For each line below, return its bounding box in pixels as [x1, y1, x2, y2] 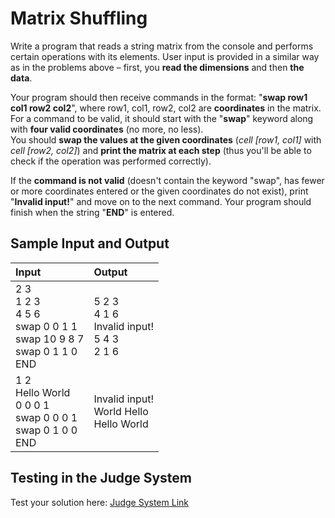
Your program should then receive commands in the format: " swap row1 [10, 91, 308, 103]
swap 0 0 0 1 [15, 410, 78, 424]
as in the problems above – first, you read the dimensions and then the [10, 61, 305, 73]
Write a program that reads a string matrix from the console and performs [10, 40, 314, 52]
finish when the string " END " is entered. [10, 206, 175, 218]
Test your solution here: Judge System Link [10, 496, 189, 508]
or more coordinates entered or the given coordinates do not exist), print [10, 185, 309, 197]
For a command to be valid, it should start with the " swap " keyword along [10, 112, 314, 124]
